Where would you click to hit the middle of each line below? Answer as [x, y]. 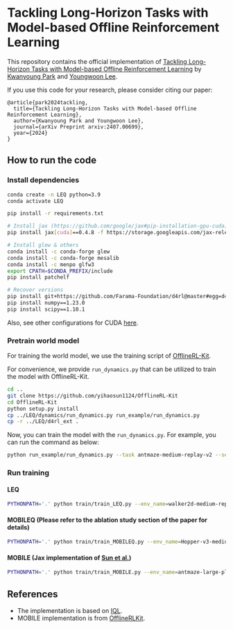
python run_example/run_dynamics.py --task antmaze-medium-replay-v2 [110, 455]
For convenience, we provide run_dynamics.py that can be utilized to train [112, 369]
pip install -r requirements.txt [55, 213]
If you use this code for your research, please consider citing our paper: [110, 90]
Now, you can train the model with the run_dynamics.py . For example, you [112, 435]
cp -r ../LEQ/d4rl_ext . [43, 422]
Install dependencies [43, 180]
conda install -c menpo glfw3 [51, 264]
